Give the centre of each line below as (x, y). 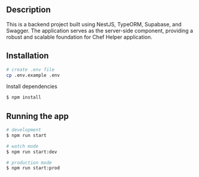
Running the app (37, 116)
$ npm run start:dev (32, 152)
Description (28, 10)
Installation (27, 56)
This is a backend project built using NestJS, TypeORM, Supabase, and (94, 24)
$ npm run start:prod (33, 168)
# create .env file (30, 69)
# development (24, 130)
